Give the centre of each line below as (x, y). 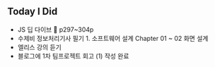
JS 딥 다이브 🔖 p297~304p (56, 29)
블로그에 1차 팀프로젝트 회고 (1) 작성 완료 (73, 56)
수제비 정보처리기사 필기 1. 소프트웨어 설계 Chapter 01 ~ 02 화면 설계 (113, 38)
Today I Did (33, 12)
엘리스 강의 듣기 (39, 47)
